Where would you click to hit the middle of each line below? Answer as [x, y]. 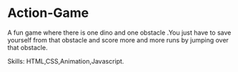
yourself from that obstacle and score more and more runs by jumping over [118, 40]
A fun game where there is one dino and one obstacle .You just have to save [119, 32]
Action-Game [48, 13]
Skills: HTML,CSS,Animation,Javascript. [66, 61]
